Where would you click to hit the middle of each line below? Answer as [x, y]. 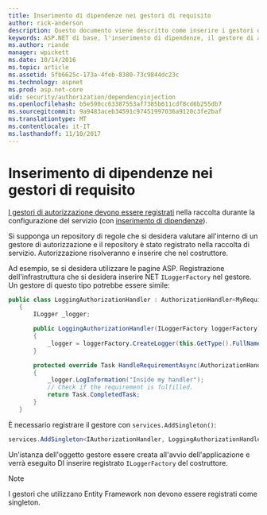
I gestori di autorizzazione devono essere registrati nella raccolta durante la [132, 212]
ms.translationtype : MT [48, 119]
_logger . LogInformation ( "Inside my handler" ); [126, 380]
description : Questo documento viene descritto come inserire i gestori [131, 30]
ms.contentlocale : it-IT [49, 126]
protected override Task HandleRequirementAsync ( [117, 365]
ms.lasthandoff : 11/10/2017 [55, 134]
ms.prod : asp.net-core [46, 89]
